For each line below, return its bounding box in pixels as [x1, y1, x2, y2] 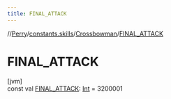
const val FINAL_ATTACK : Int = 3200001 [7, 84, 124, 93]
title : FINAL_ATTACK [7, 10, 68, 17]
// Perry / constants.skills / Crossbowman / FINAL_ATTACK [7, 29, 164, 38]
